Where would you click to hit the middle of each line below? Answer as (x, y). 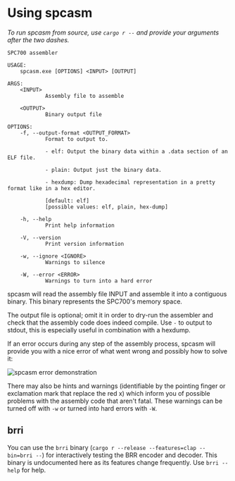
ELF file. (22, 157)
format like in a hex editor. (52, 188)
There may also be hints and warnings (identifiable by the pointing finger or (116, 386)
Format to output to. (77, 139)
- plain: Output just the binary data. (103, 170)
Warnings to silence (75, 262)
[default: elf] (67, 201)
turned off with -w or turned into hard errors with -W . (82, 408)
